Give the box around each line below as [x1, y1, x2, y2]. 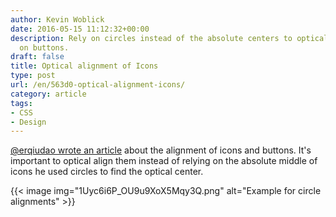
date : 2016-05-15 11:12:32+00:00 [10, 24, 150, 34]
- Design [10, 117, 47, 127]
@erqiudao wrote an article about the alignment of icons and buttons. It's [10, 144, 312, 156]
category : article [10, 89, 87, 99]
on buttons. [19, 42, 70, 53]
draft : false [10, 52, 65, 62]
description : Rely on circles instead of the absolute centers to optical [10, 33, 329, 43]
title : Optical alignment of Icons [10, 61, 159, 71]
